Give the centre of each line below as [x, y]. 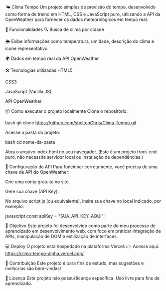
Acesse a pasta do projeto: [33, 132]
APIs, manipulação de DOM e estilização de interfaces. [62, 236]
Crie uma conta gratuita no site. [38, 182]
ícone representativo [26, 48]
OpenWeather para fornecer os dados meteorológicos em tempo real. [77, 19]
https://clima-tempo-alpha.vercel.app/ [44, 253]
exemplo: [14, 206]
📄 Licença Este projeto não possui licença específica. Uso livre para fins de [83, 278]
